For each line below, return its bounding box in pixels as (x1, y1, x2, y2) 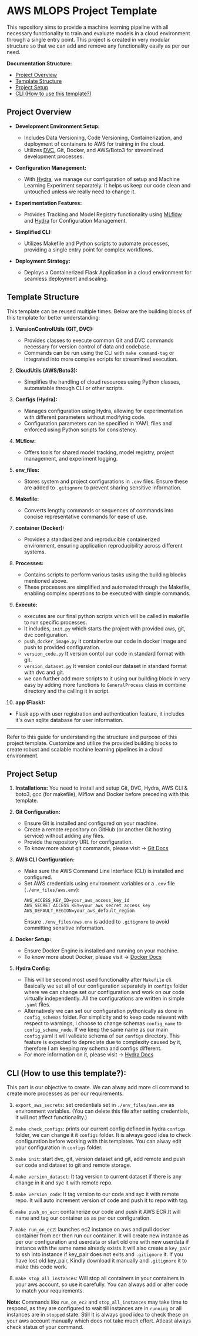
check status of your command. (6, 1324, 84, 1331)
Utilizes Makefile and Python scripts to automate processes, (24, 240, 170, 247)
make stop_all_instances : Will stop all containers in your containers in (15, 1275, 184, 1282)
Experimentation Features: (15, 199, 82, 206)
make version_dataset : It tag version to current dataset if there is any (15, 1173, 182, 1180)
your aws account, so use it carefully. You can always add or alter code (15, 1281, 189, 1288)
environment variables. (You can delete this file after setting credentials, (15, 1107, 190, 1115)
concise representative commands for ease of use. (24, 513, 147, 520)
